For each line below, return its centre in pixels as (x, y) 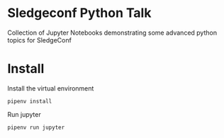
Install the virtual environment (51, 88)
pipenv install (30, 101)
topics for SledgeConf (40, 40)
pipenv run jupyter (36, 127)
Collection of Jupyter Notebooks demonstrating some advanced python (112, 33)
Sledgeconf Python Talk (79, 13)
